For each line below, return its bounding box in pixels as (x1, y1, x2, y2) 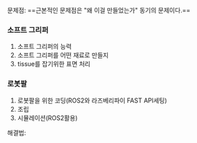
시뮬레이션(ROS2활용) (17, 114, 78, 122)
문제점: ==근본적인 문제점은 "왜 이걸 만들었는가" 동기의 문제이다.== (7, 6, 191, 14)
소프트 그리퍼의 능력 (17, 43, 72, 51)
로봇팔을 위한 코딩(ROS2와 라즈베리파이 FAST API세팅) (17, 96, 167, 105)
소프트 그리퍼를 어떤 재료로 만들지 (17, 51, 109, 59)
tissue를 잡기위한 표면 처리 (17, 60, 90, 68)
